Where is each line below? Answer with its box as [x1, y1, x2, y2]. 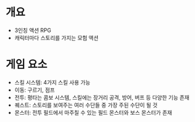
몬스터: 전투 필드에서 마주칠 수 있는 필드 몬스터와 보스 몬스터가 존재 [14, 109, 173, 116]
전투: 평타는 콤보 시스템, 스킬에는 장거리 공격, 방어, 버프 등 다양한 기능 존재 [14, 94, 190, 101]
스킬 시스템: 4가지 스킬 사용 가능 [14, 79, 91, 86]
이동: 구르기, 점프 [14, 86, 55, 94]
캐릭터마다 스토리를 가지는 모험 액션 [14, 34, 99, 41]
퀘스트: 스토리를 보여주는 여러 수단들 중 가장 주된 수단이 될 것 [14, 101, 158, 109]
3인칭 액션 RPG [14, 27, 52, 34]
